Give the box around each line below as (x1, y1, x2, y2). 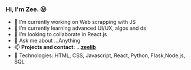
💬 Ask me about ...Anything (14, 37, 81, 44)
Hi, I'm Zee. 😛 (5, 5, 47, 13)
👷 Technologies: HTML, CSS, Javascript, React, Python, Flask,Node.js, (14, 52, 186, 59)
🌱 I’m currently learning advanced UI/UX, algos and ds (14, 24, 147, 32)
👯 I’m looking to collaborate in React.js (14, 31, 107, 38)
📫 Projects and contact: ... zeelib (14, 44, 97, 51)
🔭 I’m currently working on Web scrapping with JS (14, 19, 136, 26)
